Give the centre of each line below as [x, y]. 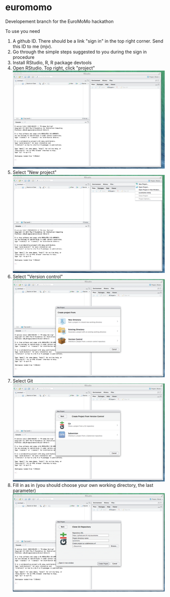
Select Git [23, 381]
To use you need [23, 31]
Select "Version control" [38, 277]
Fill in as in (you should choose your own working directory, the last [83, 485]
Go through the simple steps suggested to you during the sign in [80, 52]
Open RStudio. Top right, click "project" [54, 68]
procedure [24, 57]
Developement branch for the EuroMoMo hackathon [59, 21]
